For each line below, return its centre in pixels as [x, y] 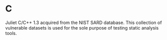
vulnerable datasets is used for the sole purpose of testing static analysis [82, 27]
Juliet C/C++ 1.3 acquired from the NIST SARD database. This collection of [83, 22]
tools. [11, 33]
